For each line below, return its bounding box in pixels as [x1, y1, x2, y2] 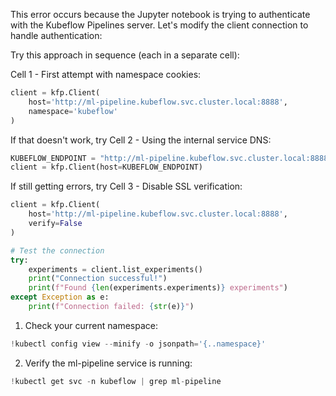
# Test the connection [10, 245, 105, 256]
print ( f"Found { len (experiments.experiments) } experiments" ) [28, 283, 288, 293]
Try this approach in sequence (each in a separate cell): [10, 49, 240, 61]
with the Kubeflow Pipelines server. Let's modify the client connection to [10, 19, 309, 31]
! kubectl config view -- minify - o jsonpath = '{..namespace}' [10, 339, 267, 349]
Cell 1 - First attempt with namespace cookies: [10, 69, 202, 80]
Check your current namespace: [24, 319, 159, 331]
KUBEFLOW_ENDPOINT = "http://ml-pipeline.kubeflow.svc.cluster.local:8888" [10, 153, 333, 163]
